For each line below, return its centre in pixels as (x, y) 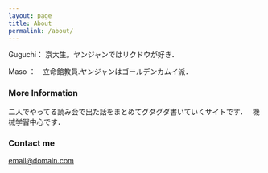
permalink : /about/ (41, 31)
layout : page (30, 16)
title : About (30, 23)
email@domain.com (41, 160)
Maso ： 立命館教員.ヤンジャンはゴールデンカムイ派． (101, 72)
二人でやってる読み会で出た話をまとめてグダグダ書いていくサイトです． (126, 111)
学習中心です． (40, 122)
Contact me (32, 143)
